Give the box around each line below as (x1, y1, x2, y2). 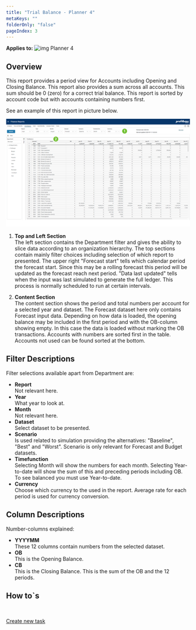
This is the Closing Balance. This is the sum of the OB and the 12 (14, 567, 170, 574)
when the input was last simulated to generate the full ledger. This (14, 276, 173, 283)
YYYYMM (14, 536, 40, 543)
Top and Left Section (14, 232, 66, 239)
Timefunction (14, 455, 48, 462)
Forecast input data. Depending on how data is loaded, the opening (14, 312, 177, 319)
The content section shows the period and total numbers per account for (14, 299, 190, 307)
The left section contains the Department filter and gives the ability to (14, 239, 182, 246)
